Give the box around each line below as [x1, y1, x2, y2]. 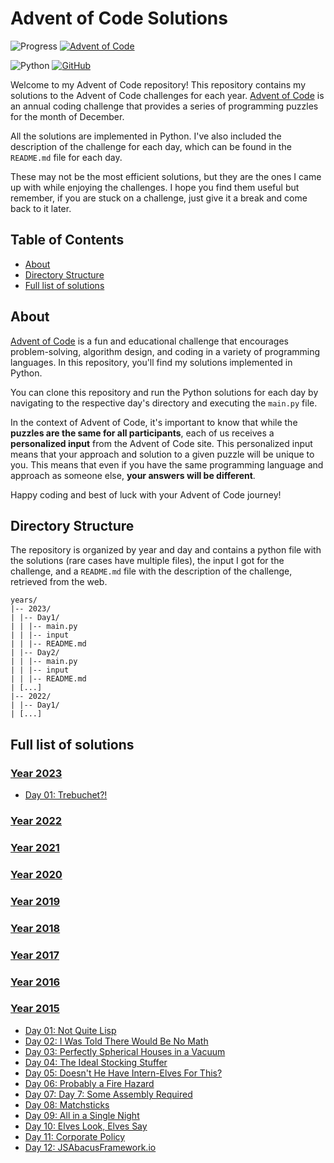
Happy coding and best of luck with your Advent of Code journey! [10, 488, 282, 501]
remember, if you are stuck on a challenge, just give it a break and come [10, 192, 308, 204]
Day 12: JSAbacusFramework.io [24, 1141, 157, 1153]
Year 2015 [10, 1002, 60, 1016]
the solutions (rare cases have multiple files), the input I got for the [10, 555, 285, 567]
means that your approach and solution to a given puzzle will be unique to [10, 448, 315, 460]
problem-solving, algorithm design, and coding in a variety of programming [10, 345, 321, 357]
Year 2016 [10, 975, 61, 989]
